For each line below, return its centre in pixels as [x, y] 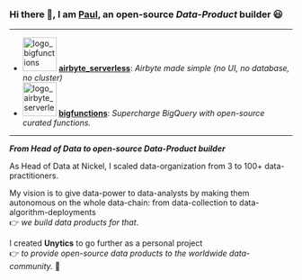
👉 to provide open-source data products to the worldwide [118, 253]
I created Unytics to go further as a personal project [106, 243]
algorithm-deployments [53, 212]
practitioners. [34, 176]
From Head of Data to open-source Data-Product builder [118, 149]
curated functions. [57, 123]
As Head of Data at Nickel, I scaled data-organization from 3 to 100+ [136, 167]
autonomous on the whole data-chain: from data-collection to [124, 203]
